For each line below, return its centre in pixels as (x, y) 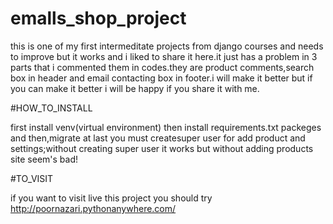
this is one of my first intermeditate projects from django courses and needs (167, 46)
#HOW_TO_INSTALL (51, 108)
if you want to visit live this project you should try (111, 198)
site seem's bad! (44, 159)
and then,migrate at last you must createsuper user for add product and (158, 138)
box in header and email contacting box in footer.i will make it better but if (161, 78)
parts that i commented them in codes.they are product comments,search (162, 67)
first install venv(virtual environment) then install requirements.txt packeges (166, 127)
